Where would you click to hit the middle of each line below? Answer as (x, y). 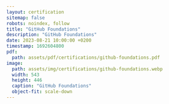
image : (15, 63)
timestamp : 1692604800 (35, 46)
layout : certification (35, 12)
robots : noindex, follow (38, 23)
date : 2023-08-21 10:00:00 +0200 (49, 40)
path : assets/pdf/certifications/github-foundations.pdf (86, 58)
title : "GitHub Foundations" (43, 29)
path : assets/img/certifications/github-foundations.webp (88, 69)
